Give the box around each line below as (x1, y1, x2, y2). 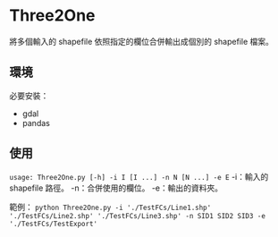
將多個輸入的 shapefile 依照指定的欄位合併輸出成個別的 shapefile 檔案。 (9, 36, 274, 47)
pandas (21, 117, 51, 128)
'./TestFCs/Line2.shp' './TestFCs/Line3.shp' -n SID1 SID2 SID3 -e (9, 211, 266, 220)
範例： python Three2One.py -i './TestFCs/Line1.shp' (9, 201, 212, 212)
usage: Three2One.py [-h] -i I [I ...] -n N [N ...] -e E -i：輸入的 (9, 171, 269, 182)
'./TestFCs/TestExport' (9, 219, 98, 228)
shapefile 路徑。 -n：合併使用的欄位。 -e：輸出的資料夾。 (9, 182, 223, 193)
